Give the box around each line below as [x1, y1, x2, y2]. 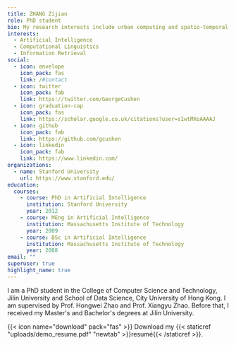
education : [7, 181, 39, 188]
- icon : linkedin [13, 142, 65, 149]
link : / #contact [20, 76, 68, 83]
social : [7, 57, 30, 64]
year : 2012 [25, 208, 58, 215]
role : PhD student [7, 17, 61, 24]
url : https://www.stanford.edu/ [20, 175, 115, 182]
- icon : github [13, 122, 58, 129]
